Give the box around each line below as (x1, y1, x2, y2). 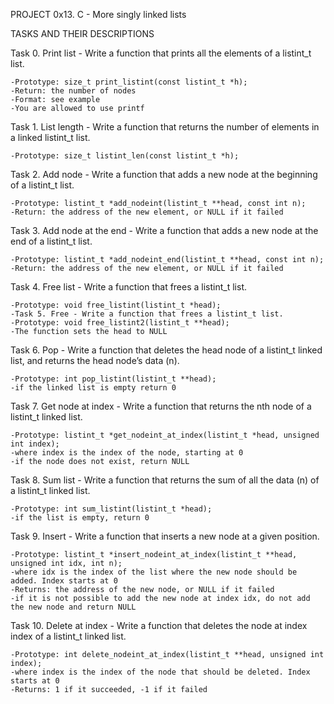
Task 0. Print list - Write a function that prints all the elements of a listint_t (10, 47, 312, 59)
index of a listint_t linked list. (10, 630, 127, 642)
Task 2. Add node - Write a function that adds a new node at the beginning (10, 169, 318, 180)
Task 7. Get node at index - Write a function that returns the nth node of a (10, 400, 312, 412)
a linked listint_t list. (10, 132, 91, 143)
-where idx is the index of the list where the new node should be (10, 567, 298, 577)
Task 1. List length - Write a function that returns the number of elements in (10, 121, 320, 133)
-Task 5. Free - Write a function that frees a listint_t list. (10, 309, 284, 319)
